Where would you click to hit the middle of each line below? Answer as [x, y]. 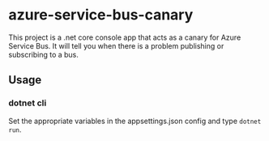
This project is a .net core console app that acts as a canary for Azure [125, 37]
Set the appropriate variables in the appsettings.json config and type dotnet [135, 121]
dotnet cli [28, 103]
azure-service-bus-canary [101, 15]
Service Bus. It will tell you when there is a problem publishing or [116, 45]
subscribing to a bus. [44, 54]
